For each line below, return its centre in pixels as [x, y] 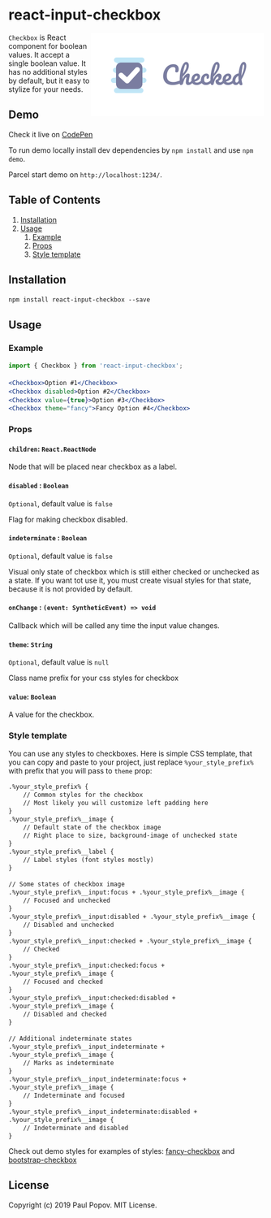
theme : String [30, 644]
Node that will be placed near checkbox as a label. [92, 467]
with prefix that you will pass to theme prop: [80, 770]
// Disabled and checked [65, 1014]
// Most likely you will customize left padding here [116, 803]
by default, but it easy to [49, 80]
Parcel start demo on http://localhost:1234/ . [85, 174]
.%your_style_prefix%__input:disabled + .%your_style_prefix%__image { [132, 917]
